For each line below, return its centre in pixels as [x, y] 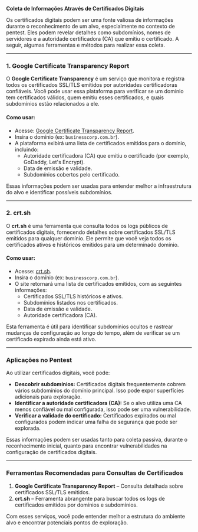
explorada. [28, 428]
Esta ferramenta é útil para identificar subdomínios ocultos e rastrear [90, 327]
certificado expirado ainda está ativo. [51, 339]
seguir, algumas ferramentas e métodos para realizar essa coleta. [86, 45]
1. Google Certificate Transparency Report [68, 66]
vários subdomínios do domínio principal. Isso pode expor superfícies [99, 391]
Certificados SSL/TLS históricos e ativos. [73, 296]
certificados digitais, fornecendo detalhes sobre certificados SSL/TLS [91, 232]
